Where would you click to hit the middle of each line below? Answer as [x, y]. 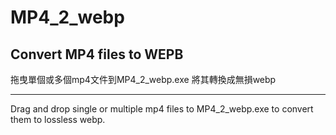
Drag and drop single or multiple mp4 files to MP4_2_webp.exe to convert [162, 109]
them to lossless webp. [58, 119]
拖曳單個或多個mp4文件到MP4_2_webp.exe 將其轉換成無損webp [143, 79]
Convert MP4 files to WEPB [97, 54]
